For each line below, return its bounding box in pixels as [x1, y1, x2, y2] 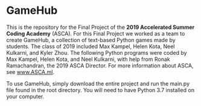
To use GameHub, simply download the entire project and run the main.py [6, 79, 190, 87]
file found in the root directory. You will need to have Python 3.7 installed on [6, 86, 195, 93]
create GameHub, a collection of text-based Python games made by [6, 36, 176, 43]
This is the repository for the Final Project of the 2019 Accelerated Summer [6, 23, 195, 31]
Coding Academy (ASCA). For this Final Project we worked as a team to [6, 30, 185, 37]
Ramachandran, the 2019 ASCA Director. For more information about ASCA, [6, 61, 194, 69]
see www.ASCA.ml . [6, 68, 55, 75]
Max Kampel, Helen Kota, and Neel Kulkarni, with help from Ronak [6, 55, 170, 63]
